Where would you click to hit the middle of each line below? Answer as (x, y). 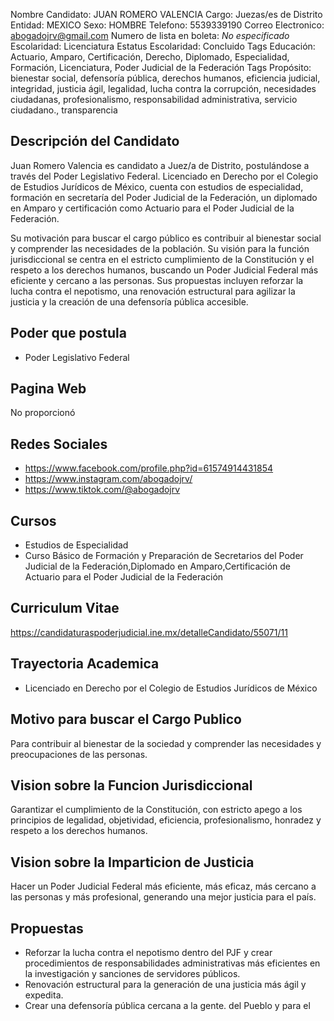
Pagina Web (48, 389)
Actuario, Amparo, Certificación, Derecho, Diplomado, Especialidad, (150, 57)
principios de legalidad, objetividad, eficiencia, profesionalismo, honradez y (166, 820)
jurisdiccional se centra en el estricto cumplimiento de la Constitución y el (162, 259)
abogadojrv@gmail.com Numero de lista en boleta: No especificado (150, 35)
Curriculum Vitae (65, 608)
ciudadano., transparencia (64, 110)
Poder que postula (68, 333)
